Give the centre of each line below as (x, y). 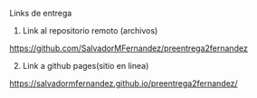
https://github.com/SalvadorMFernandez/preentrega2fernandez (129, 48)
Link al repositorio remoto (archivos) (90, 30)
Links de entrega (41, 13)
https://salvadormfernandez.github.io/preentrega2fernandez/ (124, 83)
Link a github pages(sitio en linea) (86, 66)
